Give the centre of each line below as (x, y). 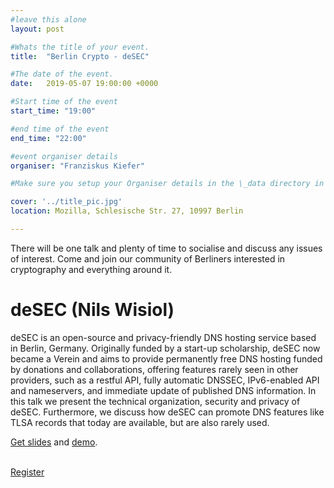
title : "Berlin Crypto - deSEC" (80, 56)
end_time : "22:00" (48, 138)
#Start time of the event (64, 102)
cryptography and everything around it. (91, 269)
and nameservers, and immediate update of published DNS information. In (163, 390)
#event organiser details (64, 156)
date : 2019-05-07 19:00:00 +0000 (84, 84)
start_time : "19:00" (53, 111)
